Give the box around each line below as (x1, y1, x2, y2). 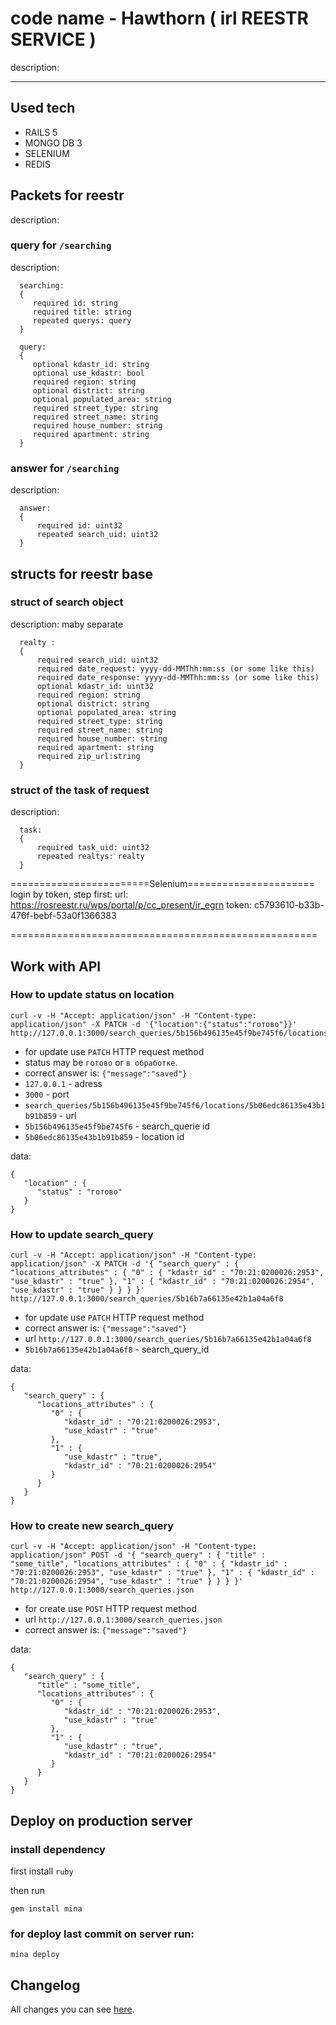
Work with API (10, 958, 102, 975)
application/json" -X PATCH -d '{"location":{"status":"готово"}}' (10, 1019, 298, 1029)
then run (10, 1885, 46, 1897)
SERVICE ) (10, 28, 97, 51)
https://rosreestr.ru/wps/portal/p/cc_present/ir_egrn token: (10, 899, 252, 911)
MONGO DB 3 (24, 137, 83, 149)
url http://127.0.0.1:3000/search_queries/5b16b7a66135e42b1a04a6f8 (24, 1333, 312, 1345)
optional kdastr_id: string (32, 359, 150, 369)
